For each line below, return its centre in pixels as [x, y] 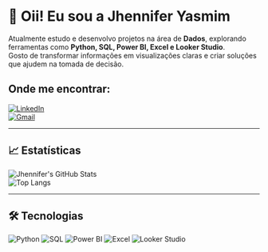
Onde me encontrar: [59, 89]
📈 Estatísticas [45, 151]
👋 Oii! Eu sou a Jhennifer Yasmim [120, 16]
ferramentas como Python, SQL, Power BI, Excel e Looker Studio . [117, 46]
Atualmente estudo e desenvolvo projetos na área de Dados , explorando [128, 38]
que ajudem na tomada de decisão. [66, 64]
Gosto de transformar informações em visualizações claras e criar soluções [132, 55]
